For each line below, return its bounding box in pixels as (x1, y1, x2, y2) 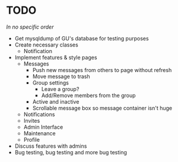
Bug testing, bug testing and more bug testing (14, 148, 128, 155)
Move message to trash (32, 73, 90, 80)
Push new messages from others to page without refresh (32, 66, 172, 73)
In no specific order (6, 23, 54, 30)
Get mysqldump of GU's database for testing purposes (14, 35, 150, 42)
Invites (23, 117, 40, 124)
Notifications (23, 111, 55, 118)
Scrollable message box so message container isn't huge (32, 104, 173, 111)
